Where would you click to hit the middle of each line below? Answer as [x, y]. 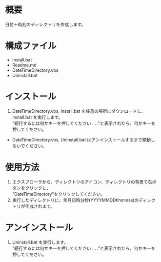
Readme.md [24, 65]
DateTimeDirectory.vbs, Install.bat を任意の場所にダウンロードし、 [79, 111]
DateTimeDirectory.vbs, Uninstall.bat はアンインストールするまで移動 [81, 140]
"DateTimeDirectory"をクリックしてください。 [59, 194]
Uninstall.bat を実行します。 [40, 242]
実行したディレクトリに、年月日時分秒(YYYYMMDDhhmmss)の [75, 200]
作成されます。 [40, 206]
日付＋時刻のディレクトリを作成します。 [45, 24]
